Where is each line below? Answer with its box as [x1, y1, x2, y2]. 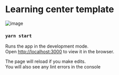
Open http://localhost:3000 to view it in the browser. [5, 49, 114, 55]
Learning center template [5, 4, 114, 15]
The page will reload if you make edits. [5, 58, 86, 64]
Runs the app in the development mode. [5, 43, 89, 49]
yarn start [5, 33, 32, 39]
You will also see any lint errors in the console [5, 64, 101, 70]
